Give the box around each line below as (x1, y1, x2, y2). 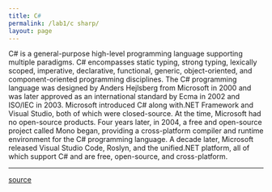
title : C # (8, 11, 42, 20)
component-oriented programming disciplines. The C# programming (8, 74, 237, 85)
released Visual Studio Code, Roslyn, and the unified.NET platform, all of (8, 143, 250, 153)
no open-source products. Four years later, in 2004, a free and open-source (8, 118, 262, 127)
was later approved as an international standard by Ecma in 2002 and (8, 92, 240, 102)
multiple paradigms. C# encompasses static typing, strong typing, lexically (8, 57, 257, 67)
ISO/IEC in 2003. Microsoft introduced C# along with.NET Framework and (8, 100, 253, 110)
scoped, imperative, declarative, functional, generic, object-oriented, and (8, 66, 253, 76)
